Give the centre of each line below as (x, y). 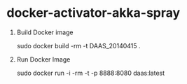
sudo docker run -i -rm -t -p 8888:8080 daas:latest (91, 73)
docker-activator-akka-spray (93, 13)
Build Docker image (45, 32)
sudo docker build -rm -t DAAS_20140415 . (78, 45)
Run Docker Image (43, 59)
